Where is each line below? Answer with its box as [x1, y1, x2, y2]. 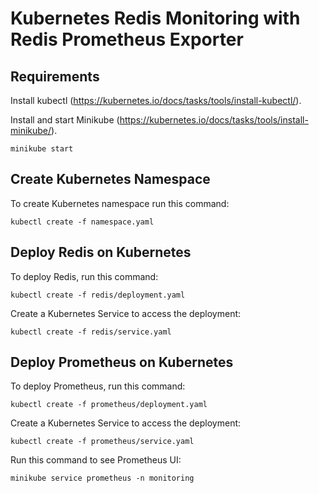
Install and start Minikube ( [10, 114, 120, 126]
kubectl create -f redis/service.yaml [10, 327, 172, 337]
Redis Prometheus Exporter [10, 28, 244, 51]
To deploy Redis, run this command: [10, 270, 159, 282]
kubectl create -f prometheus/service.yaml [10, 437, 195, 447]
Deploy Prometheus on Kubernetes [10, 354, 234, 371]
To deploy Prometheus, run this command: [10, 380, 186, 392]
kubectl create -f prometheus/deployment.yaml [10, 400, 208, 410]
